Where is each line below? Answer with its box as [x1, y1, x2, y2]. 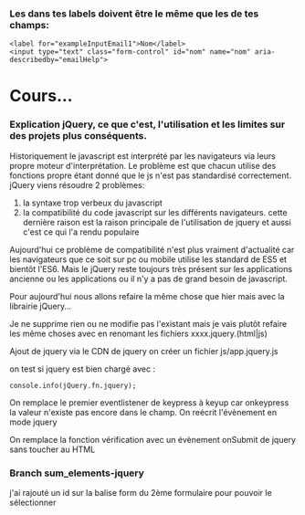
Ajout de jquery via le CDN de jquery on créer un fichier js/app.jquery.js [9, 345, 279, 356]
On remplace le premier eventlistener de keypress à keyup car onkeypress [9, 396, 289, 408]
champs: [9, 18, 50, 31]
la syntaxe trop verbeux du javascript [22, 197, 163, 208]
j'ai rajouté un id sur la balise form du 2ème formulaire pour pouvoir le [9, 488, 272, 499]
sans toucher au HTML [9, 444, 96, 455]
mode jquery [9, 416, 58, 427]
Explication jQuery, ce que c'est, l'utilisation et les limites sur [9, 118, 286, 131]
